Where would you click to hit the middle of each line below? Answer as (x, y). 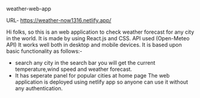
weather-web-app (29, 9)
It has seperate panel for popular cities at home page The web (92, 75)
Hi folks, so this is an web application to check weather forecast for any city (100, 32)
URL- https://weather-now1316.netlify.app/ (59, 20)
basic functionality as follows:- (44, 51)
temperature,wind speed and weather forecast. (73, 69)
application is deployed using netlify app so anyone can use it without (102, 82)
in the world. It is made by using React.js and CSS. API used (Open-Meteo (98, 38)
